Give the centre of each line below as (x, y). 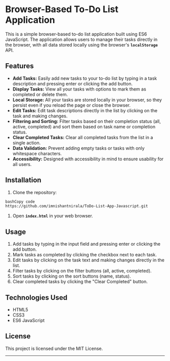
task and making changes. (40, 116)
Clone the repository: (35, 192)
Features (19, 66)
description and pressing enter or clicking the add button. (73, 83)
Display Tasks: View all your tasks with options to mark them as (79, 89)
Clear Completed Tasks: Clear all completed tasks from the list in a (83, 137)
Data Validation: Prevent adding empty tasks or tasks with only (79, 148)
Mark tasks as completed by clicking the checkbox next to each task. (84, 255)
